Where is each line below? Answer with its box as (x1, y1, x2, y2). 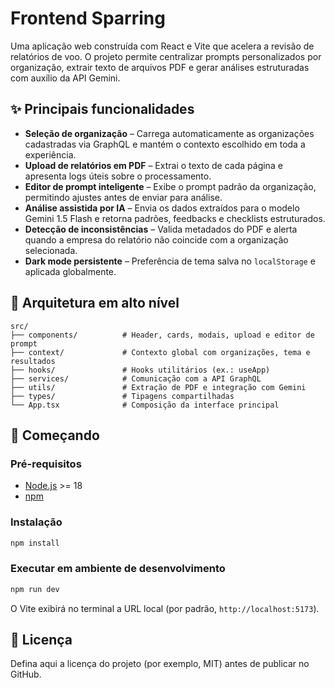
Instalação (10, 515, 63, 529)
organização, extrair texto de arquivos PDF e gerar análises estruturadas (10, 61, 310, 73)
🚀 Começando (10, 427, 100, 444)
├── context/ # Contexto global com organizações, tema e (10, 347, 311, 357)
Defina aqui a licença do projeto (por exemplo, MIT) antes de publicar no (10, 658, 310, 670)
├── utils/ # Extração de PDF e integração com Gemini (10, 382, 307, 392)
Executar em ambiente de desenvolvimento (10, 562, 226, 576)
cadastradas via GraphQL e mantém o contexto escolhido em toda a (24, 138, 306, 150)
